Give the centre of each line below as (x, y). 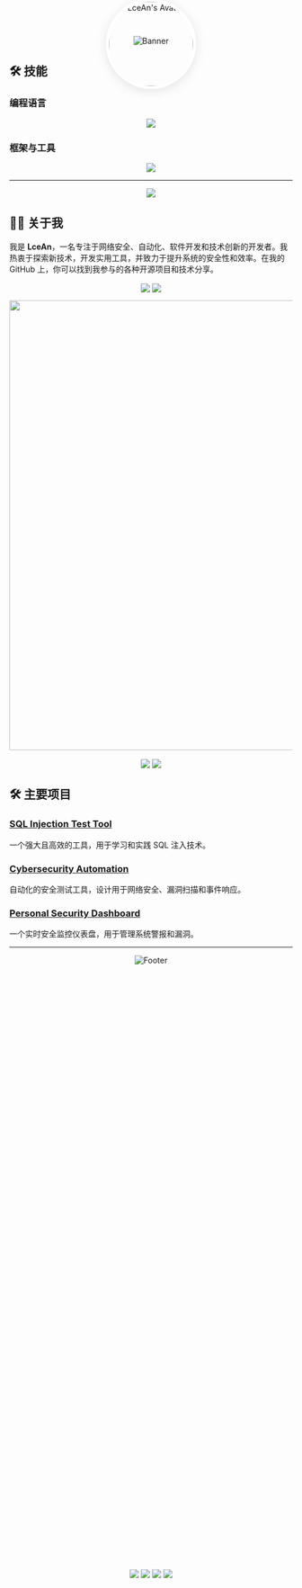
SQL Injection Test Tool (61, 824)
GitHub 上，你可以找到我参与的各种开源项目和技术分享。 (114, 269)
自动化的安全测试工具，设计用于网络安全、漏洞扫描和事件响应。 (127, 890)
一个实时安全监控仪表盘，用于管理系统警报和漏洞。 (104, 934)
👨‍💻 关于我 (36, 224)
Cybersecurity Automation (69, 868)
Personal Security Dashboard (75, 913)
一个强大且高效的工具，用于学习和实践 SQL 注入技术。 (110, 845)
